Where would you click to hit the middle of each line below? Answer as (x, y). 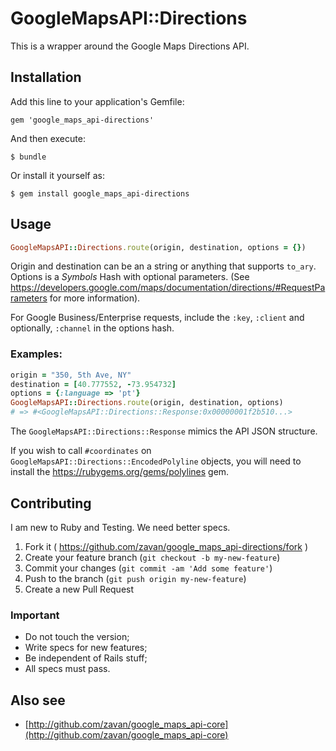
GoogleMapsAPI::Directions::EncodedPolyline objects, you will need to (156, 461)
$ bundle (28, 157)
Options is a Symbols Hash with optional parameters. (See (130, 277)
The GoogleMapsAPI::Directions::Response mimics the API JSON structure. (164, 431)
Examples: (36, 354)
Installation (46, 77)
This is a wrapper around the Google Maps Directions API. (130, 46)
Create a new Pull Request (79, 589)
